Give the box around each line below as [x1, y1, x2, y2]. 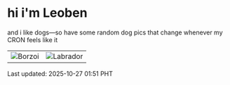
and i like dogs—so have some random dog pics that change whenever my [7, 28, 223, 37]
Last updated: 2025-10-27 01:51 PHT [7, 69, 114, 78]
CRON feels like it [7, 35, 58, 44]
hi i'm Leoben [7, 5, 88, 21]
